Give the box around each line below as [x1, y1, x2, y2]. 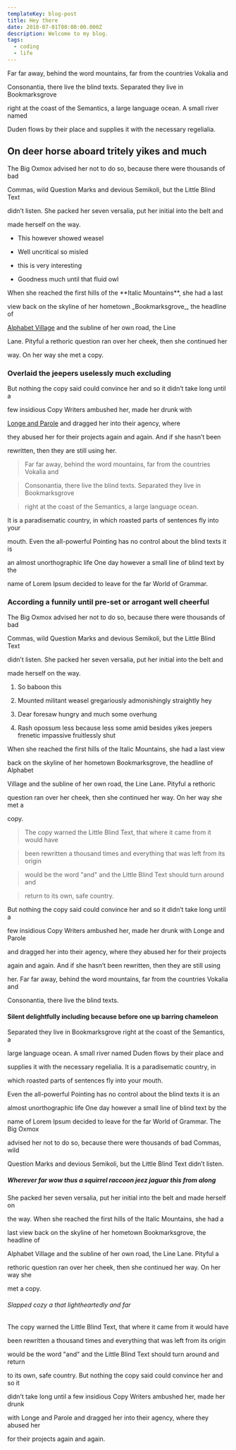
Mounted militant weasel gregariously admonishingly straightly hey [17, 696, 213, 705]
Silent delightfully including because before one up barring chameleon [7, 1012, 218, 1021]
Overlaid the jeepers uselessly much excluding [7, 368, 171, 378]
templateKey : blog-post [7, 10, 77, 18]
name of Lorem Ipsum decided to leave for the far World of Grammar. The [7, 1117, 221, 1126]
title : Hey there [7, 17, 58, 24]
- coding [13, 43, 39, 50]
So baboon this [17, 683, 62, 691]
